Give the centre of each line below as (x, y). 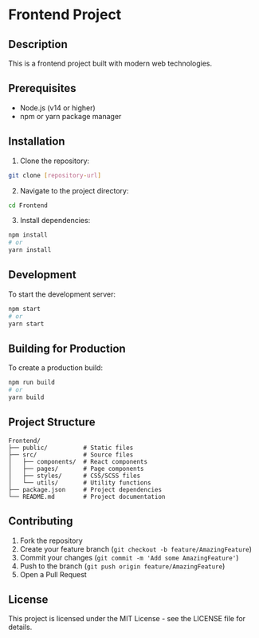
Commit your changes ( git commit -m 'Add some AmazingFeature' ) (129, 557)
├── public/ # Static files (71, 448)
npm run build (32, 383)
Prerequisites (42, 88)
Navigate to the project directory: (74, 190)
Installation (37, 142)
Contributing (41, 521)
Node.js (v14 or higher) (57, 108)
